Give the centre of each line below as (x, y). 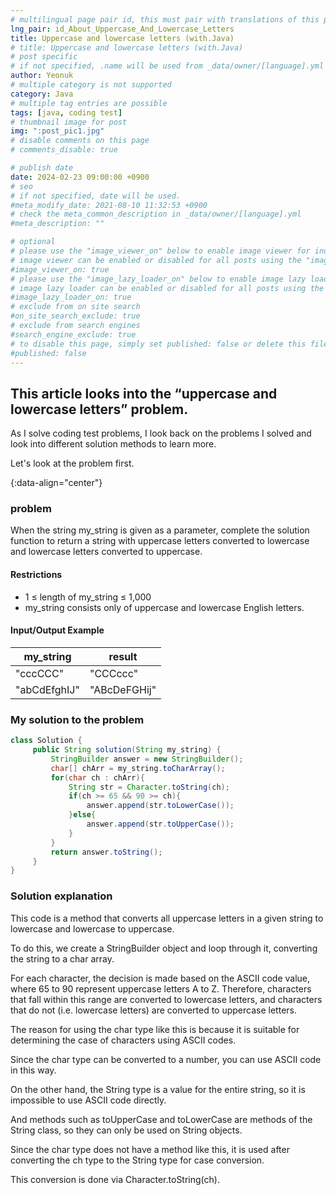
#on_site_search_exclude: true (75, 316)
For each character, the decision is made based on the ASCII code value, (160, 978)
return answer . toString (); (106, 852)
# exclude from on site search (75, 307)
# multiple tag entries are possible (89, 103)
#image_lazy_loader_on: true (71, 297)
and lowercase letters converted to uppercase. (106, 552)
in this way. (33, 1070)
